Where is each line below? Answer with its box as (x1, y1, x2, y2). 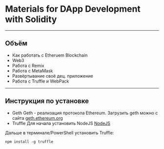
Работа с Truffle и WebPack (12, 78, 69, 84)
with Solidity (5, 14, 57, 25)
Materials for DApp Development (5, 3, 141, 15)
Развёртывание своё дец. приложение (12, 73, 94, 79)
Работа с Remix (12, 63, 44, 68)
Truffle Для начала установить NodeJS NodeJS (12, 120, 111, 126)
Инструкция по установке (5, 97, 89, 106)
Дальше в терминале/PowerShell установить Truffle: (5, 129, 114, 135)
